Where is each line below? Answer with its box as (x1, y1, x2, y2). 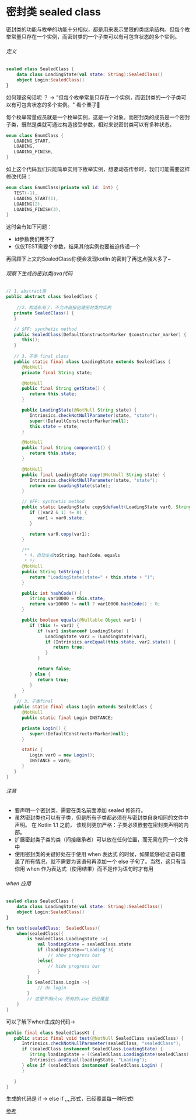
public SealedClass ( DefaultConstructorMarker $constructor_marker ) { (13, 331, 187, 337)
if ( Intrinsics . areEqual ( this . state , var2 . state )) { (45, 639, 176, 645)
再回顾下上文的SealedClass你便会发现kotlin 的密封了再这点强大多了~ (6, 255, 171, 262)
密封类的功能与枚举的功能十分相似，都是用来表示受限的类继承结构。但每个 (6, 26, 185, 33)
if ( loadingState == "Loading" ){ (37, 947, 114, 953)
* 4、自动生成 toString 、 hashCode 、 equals (24, 553, 121, 559)
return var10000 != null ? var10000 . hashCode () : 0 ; (29, 601, 160, 607)
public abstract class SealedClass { (6, 294, 98, 300)
